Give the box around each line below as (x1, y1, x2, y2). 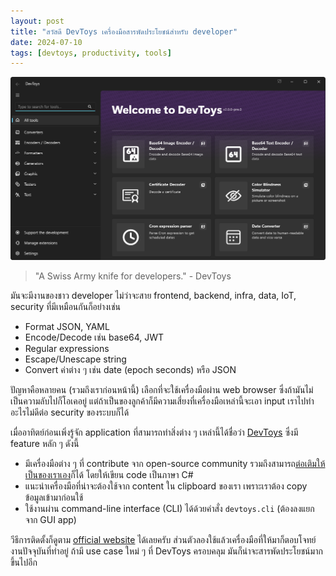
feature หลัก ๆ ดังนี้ (10, 438, 80, 450)
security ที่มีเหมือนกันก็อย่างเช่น (10, 301, 121, 313)
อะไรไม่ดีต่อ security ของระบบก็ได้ (10, 406, 130, 419)
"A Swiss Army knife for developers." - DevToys (34, 270, 232, 282)
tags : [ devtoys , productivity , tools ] (10, 48, 172, 58)
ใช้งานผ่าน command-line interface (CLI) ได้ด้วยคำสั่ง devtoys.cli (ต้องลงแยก (24, 503, 315, 515)
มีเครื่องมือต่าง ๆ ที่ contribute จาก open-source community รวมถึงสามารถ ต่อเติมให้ (24, 458, 326, 470)
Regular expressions (24, 343, 110, 355)
